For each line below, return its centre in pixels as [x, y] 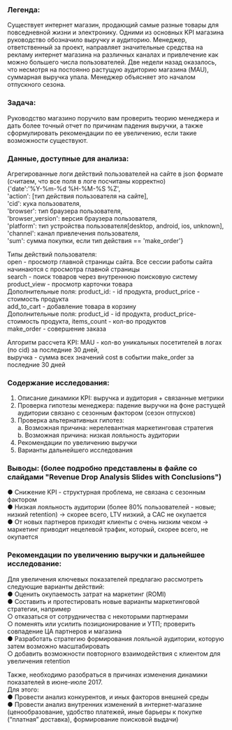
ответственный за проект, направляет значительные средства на [105, 48]
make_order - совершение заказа [57, 329]
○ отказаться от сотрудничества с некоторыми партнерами [98, 616]
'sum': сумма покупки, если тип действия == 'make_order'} [95, 240]
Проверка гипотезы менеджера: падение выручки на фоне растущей [121, 406]
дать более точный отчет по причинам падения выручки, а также [105, 125]
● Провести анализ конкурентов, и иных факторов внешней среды [108, 697]
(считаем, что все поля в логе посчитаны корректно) [87, 181]
